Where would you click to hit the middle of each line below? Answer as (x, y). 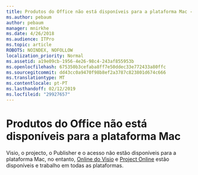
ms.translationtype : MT (36, 78)
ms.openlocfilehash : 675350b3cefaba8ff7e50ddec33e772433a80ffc (86, 67)
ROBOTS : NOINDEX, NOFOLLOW (40, 50)
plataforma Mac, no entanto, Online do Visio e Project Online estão (88, 159)
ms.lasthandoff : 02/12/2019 (41, 89)
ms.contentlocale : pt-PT (37, 84)
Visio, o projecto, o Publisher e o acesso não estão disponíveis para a (91, 152)
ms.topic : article (29, 45)
